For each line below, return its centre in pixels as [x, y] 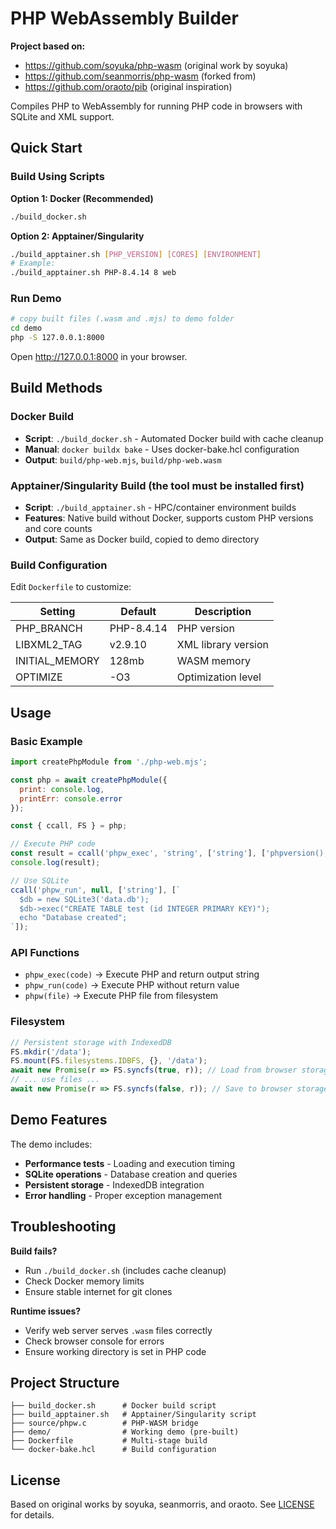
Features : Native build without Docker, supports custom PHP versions [169, 518]
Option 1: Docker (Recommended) [82, 198]
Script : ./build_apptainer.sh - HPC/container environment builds [160, 508]
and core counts [58, 529]
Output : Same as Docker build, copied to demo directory [142, 539]
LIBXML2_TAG [49, 645]
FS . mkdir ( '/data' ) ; [51, 1052]
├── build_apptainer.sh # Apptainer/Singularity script [133, 1415]
